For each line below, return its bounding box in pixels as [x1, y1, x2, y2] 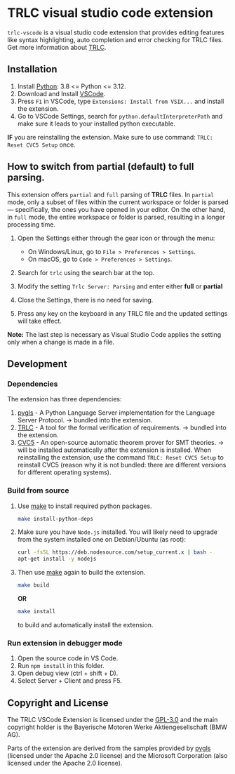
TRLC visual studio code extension [7, 5, 214, 21]
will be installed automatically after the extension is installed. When [17, 446, 212, 454]
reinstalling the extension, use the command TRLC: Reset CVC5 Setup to [17, 453, 224, 462]
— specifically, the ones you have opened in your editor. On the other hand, [7, 205, 226, 213]
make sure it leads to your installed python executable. [17, 119, 175, 128]
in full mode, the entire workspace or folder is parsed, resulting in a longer [7, 213, 226, 221]
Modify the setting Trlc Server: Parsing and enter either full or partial [17, 282, 223, 291]
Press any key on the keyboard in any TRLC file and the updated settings [17, 309, 228, 317]
